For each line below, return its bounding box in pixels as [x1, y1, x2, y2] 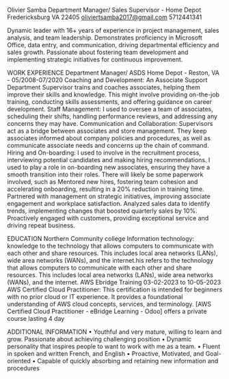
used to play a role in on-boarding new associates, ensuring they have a [7, 164, 211, 171]
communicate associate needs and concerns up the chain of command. [7, 142, 209, 149]
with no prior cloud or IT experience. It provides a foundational [7, 293, 183, 300]
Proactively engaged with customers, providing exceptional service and [7, 214, 209, 222]
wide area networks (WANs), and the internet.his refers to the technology [7, 257, 214, 264]
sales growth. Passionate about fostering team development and [7, 48, 189, 56]
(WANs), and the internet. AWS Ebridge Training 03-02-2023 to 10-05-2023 [7, 278, 221, 286]
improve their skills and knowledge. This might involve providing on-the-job [7, 90, 220, 99]
